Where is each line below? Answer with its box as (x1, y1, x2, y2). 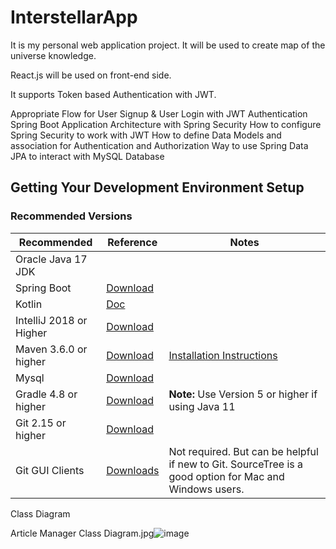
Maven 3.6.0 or (15, 342, 88, 356)
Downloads (106, 463, 160, 477)
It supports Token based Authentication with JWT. (10, 88, 217, 100)
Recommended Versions (10, 209, 133, 223)
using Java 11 (168, 399, 236, 413)
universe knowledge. (10, 49, 97, 61)
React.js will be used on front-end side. (10, 69, 172, 81)
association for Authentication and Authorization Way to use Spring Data (10, 139, 309, 151)
